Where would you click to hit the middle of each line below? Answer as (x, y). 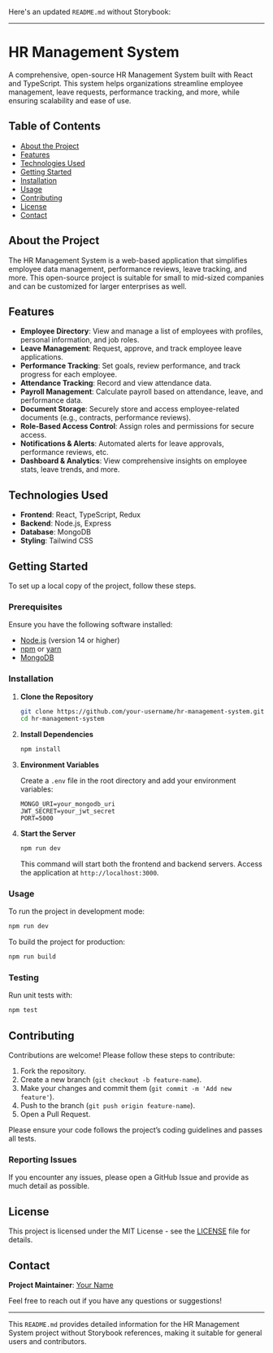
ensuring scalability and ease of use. (70, 100)
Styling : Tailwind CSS (56, 541)
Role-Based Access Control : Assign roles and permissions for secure (137, 426)
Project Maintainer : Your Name (61, 1285)
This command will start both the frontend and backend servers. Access (141, 864)
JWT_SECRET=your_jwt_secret (67, 812)
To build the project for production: (67, 942)
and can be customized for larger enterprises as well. (97, 286)
